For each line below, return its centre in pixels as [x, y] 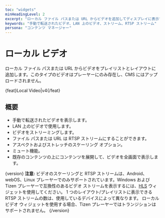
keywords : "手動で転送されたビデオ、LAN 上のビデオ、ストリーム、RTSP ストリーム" [81, 23]
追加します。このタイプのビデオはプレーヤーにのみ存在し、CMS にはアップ [82, 75]
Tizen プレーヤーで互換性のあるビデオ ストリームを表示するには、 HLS [76, 186]
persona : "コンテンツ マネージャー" [38, 28]
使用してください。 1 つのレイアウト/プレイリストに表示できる [89, 192]
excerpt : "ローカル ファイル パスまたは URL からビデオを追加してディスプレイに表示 [82, 19]
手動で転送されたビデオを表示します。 [51, 120]
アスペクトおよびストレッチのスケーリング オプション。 [69, 144]
